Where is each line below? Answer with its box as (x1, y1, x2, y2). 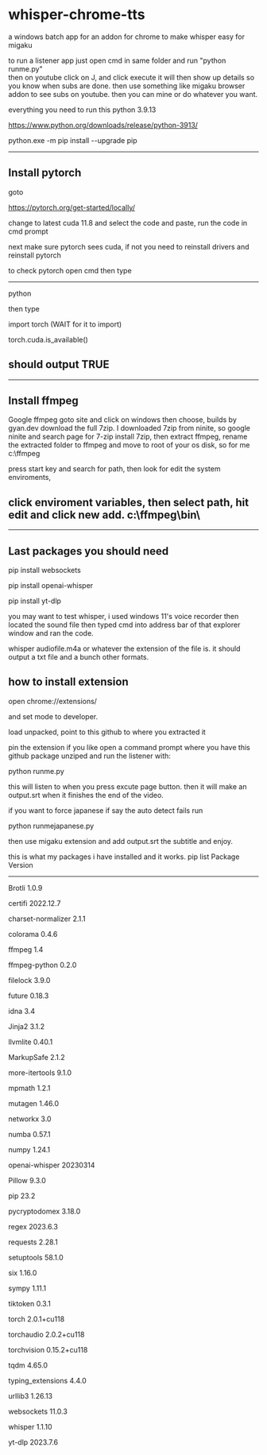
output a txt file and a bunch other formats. (8, 652, 149, 661)
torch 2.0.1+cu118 (8, 1314, 65, 1324)
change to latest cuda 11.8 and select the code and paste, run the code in (8, 218, 248, 227)
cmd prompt (8, 226, 49, 236)
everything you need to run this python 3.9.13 (8, 105, 157, 114)
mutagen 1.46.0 (8, 1098, 60, 1108)
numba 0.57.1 (8, 1129, 51, 1139)
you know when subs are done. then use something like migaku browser (8, 81, 246, 91)
